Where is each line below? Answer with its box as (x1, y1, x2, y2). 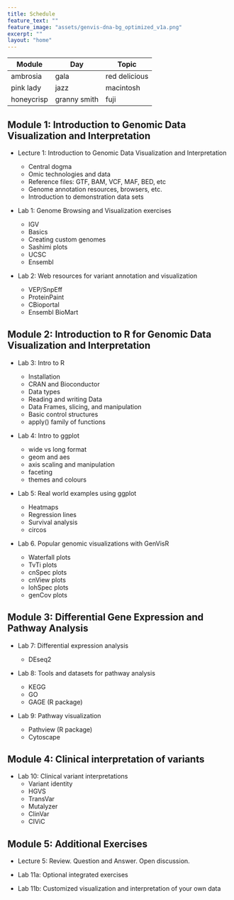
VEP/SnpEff (28, 285, 62, 293)
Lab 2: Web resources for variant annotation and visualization (17, 271, 197, 280)
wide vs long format (28, 445, 87, 453)
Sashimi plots (28, 242, 68, 251)
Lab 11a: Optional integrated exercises (17, 871, 129, 879)
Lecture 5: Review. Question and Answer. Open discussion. (17, 857, 190, 865)
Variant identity (28, 779, 73, 788)
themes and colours (28, 475, 87, 484)
